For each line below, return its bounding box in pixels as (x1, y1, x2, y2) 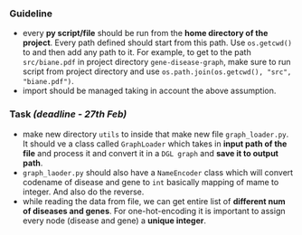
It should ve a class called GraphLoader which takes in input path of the (22, 138, 288, 149)
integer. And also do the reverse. (22, 186, 145, 197)
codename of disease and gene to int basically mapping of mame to (22, 176, 279, 187)
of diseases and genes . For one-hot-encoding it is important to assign (22, 205, 287, 216)
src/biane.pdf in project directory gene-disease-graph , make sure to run (22, 57, 291, 68)
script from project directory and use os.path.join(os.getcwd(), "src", (22, 66, 292, 77)
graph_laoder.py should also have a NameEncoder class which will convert (22, 166, 294, 178)
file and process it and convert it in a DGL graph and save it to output (22, 147, 278, 158)
